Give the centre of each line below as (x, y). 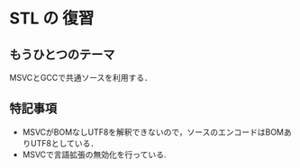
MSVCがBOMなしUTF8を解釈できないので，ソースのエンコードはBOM (153, 132)
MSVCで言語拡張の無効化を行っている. (94, 155)
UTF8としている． (64, 143)
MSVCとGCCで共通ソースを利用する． (81, 78)
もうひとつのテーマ (62, 54)
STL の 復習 (52, 18)
